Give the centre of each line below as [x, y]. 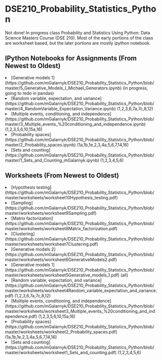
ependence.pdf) [21, 316]
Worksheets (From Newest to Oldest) [62, 176]
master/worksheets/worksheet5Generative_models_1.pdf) [62, 275]
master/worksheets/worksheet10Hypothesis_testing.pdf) [61, 197]
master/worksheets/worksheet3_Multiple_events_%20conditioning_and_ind [80, 311]
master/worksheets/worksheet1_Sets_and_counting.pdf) [61, 352]
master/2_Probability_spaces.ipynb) [40, 145]
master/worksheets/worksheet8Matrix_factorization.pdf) [61, 228]
